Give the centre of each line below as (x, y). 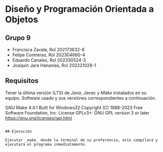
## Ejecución (19, 131)
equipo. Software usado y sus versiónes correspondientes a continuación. (81, 98)
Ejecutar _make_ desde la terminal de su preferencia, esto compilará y (81, 140)
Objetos (22, 19)
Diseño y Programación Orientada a (80, 9)
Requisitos (22, 81)
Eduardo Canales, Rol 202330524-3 (49, 60)
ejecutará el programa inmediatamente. (46, 144)
